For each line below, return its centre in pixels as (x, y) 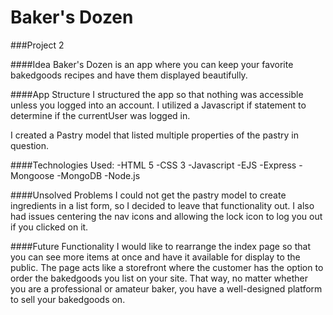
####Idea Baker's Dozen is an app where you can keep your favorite (152, 64)
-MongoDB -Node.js (98, 175)
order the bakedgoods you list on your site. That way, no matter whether (159, 278)
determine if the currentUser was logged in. (100, 115)
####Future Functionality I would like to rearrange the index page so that (160, 246)
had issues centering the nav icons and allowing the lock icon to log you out (166, 216)
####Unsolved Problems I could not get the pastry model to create (148, 195)
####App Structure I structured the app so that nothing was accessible (157, 94)
